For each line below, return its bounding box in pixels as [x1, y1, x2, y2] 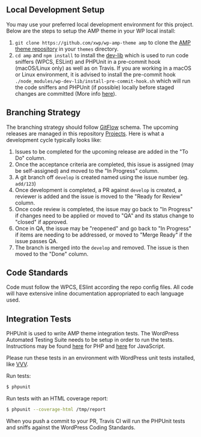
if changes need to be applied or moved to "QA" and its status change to [14, 212, 194, 219]
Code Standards [6, 268, 68, 278]
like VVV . [6, 361, 29, 368]
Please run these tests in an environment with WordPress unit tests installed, [6, 355, 196, 362]
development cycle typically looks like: [6, 136, 102, 143]
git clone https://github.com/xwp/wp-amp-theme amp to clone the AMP [14, 39, 191, 46]
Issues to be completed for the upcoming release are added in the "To [14, 147, 188, 155]
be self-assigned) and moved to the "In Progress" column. [14, 167, 159, 174]
